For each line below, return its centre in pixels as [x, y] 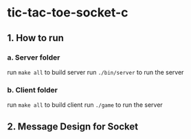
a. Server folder [34, 58]
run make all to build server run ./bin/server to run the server [95, 72]
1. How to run [35, 38]
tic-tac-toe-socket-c [68, 13]
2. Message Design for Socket [73, 126]
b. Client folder [33, 90]
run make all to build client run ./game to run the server [85, 105]
